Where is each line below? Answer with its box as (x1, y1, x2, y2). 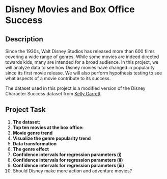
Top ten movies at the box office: (12, 124, 84, 131)
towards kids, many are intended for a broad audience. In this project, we (5, 59, 159, 65)
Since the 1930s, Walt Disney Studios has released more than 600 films (5, 48, 155, 54)
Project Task (5, 106, 46, 114)
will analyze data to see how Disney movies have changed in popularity (5, 65, 155, 70)
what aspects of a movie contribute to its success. (5, 75, 111, 81)
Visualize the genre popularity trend (12, 135, 91, 141)
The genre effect (12, 146, 49, 152)
